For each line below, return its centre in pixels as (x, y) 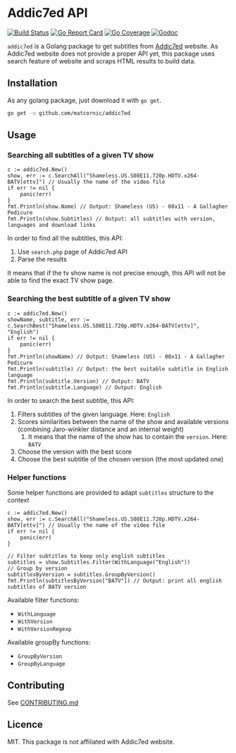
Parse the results (42, 259)
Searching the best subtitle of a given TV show (89, 299)
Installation (32, 83)
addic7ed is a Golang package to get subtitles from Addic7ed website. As (113, 46)
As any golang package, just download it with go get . (85, 100)
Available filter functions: (43, 599)
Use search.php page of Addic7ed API (73, 252)
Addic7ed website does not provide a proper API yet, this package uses (111, 54)
